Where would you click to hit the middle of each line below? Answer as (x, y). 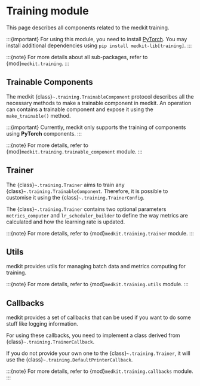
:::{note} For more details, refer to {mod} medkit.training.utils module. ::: (98, 284)
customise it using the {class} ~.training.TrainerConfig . (76, 197)
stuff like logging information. (42, 324)
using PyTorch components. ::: (44, 133)
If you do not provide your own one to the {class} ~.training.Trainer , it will (98, 353)
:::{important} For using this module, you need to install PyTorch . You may (97, 39)
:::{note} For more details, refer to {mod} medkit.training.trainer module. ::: (100, 233)
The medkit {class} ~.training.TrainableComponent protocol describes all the (100, 96)
